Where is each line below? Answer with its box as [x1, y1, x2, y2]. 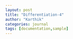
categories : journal [5, 21, 49, 27]
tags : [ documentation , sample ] [5, 26, 69, 31]
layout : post [5, 7, 33, 13]
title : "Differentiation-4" [5, 12, 64, 17]
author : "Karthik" [5, 17, 44, 22]
